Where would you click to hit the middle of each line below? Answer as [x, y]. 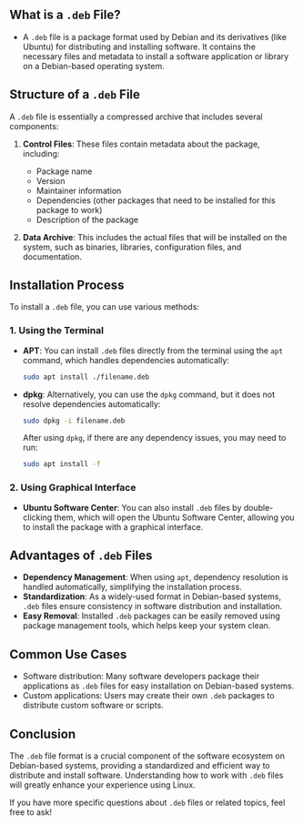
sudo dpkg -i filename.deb [74, 421]
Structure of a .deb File [75, 95]
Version [50, 180]
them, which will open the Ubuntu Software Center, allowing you [174, 517]
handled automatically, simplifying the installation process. [132, 587]
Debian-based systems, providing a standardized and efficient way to [140, 766]
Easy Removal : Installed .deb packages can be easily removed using [151, 616]
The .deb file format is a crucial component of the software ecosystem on [147, 756]
